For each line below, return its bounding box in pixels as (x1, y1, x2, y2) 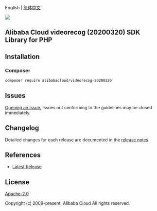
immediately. (5, 110, 31, 115)
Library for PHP (5, 36, 52, 44)
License (5, 178, 30, 186)
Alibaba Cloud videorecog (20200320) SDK (5, 28, 140, 37)
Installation (5, 52, 40, 60)
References (5, 151, 41, 159)
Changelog (5, 124, 39, 132)
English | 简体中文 (5, 5, 41, 10)
